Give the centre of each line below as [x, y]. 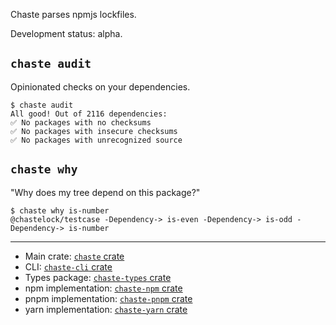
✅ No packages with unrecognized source [96, 140]
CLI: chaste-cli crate [68, 266]
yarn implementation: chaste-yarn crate [106, 309]
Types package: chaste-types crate [98, 277]
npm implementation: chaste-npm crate [103, 288]
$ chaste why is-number [60, 210]
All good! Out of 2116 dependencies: [89, 114]
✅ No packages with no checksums [81, 122]
